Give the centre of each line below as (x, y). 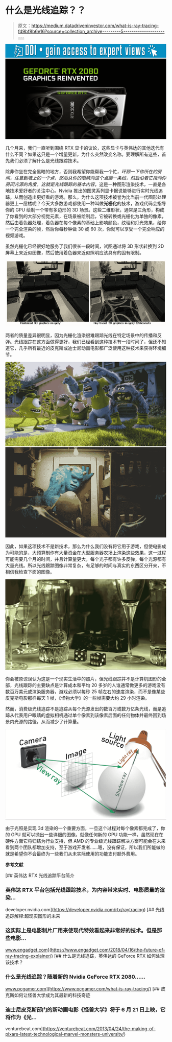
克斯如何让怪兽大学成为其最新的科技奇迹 (48, 995)
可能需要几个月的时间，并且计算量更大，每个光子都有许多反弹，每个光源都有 (86, 559)
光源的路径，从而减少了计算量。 (48, 721)
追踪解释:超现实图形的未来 (33, 916)
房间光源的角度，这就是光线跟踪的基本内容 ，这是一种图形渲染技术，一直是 (83, 184)
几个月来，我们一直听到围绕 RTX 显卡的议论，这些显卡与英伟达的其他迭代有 (85, 148)
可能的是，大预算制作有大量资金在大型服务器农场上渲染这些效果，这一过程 (88, 553)
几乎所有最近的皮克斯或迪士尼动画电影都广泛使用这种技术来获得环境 (90, 348)
